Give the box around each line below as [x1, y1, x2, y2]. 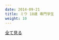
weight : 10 [5, 16, 27, 21]
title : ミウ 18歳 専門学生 [5, 12, 54, 16]
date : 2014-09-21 [5, 7, 40, 12]
